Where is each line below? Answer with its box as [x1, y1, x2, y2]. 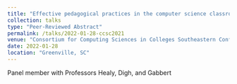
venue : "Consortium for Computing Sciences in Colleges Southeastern [7, 36, 217, 43]
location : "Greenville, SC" [7, 50, 90, 57]
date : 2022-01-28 [7, 43, 59, 50]
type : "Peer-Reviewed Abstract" [7, 23, 102, 30]
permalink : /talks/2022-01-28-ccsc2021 [7, 29, 125, 37]
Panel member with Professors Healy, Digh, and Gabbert [7, 68, 171, 77]
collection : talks [7, 17, 61, 24]
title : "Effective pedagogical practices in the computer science [7, 10, 207, 17]
